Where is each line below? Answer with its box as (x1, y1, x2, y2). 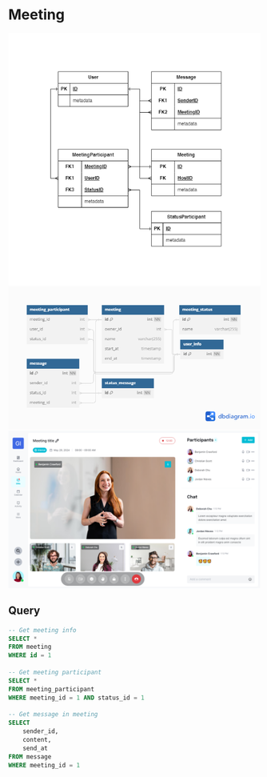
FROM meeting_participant (8, 685, 94, 693)
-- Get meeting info (8, 626, 78, 634)
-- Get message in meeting (8, 711, 98, 719)
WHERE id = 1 (8, 651, 52, 659)
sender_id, (22, 727, 59, 735)
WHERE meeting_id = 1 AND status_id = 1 (8, 694, 145, 702)
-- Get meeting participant (8, 668, 102, 676)
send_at (22, 744, 48, 752)
